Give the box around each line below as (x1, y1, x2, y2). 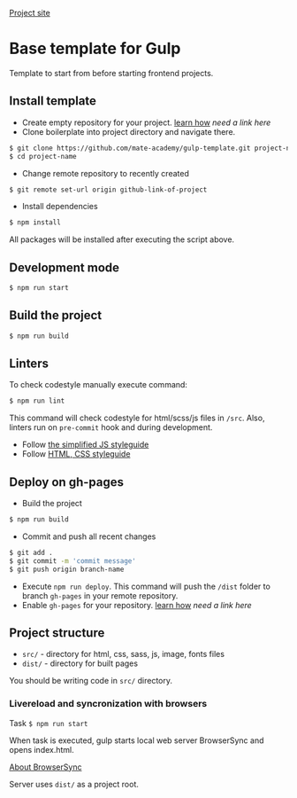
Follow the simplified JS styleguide (21, 439, 149, 450)
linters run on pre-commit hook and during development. (9, 422, 213, 433)
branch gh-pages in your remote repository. (21, 590, 179, 601)
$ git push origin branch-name (9, 565, 125, 574)
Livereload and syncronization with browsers (9, 698, 208, 710)
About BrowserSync (9, 762, 82, 772)
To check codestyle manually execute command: (9, 379, 188, 390)
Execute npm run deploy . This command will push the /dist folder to (21, 581, 271, 591)
